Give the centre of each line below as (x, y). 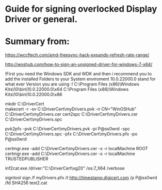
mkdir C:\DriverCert (25, 104)
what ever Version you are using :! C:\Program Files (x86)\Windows (72, 84)
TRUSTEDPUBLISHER (27, 159)
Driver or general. (41, 19)
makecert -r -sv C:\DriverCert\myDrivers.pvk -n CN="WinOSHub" (71, 109)
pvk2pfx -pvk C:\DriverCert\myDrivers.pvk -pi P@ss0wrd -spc (67, 129)
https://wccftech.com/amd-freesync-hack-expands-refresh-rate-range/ (77, 55)
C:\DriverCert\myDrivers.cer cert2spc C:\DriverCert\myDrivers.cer (72, 114)
